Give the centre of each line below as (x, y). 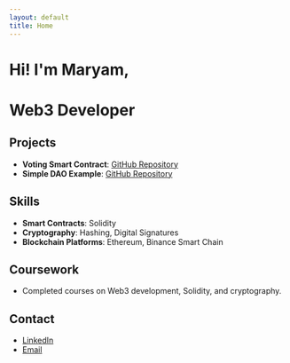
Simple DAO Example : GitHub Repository (97, 173)
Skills (24, 202)
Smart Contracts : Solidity (69, 223)
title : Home (31, 26)
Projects (33, 143)
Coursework (44, 269)
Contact (32, 319)
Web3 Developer (72, 110)
